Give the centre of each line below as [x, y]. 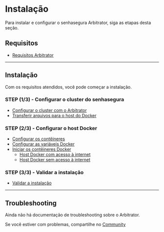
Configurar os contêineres [38, 139]
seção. [12, 27]
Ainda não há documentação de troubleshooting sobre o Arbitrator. [72, 215]
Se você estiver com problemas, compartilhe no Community [65, 225]
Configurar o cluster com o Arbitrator [49, 110]
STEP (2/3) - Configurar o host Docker [51, 128]
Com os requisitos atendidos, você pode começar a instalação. [68, 87]
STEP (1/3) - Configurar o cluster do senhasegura [65, 100]
